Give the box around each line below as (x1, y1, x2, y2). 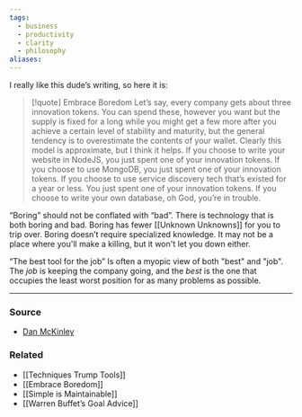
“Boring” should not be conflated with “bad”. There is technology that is (9, 210, 274, 220)
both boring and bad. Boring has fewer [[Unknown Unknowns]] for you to (9, 219, 281, 230)
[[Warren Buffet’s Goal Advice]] (22, 397, 139, 409)
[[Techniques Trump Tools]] (22, 369, 126, 380)
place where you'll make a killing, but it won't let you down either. (9, 239, 252, 249)
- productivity (17, 30, 75, 39)
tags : (9, 13, 30, 22)
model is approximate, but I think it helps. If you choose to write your (31, 145, 286, 155)
